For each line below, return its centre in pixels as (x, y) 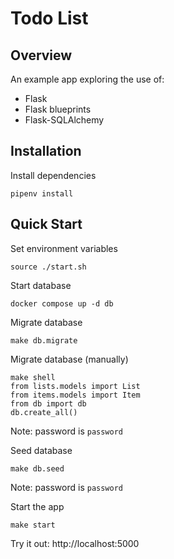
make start (33, 525)
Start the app (37, 506)
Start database (41, 285)
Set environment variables (64, 248)
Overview (41, 55)
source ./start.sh (48, 267)
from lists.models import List (75, 386)
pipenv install (42, 193)
